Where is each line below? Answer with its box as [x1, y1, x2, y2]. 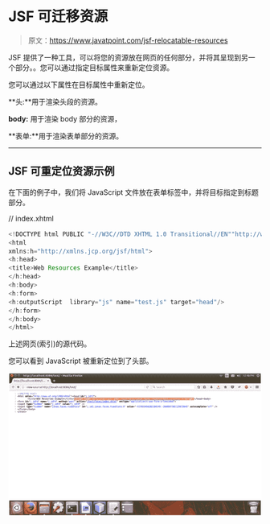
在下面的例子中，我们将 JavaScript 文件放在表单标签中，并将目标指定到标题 [8, 187, 260, 197]
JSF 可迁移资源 [8, 7, 108, 26]
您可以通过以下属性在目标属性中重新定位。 [8, 80, 149, 89]
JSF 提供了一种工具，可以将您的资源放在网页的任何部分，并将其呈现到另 [8, 52, 249, 62]
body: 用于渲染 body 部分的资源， [8, 113, 122, 123]
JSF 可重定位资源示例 [8, 164, 115, 178]
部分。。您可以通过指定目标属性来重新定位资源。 [14, 62, 174, 72]
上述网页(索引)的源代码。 [8, 339, 92, 349]
